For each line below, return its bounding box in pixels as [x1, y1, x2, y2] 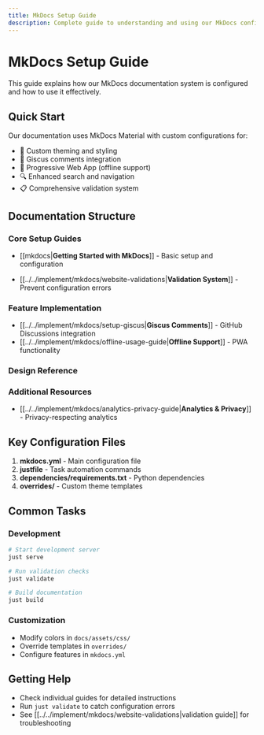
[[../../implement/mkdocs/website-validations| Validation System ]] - [19, 274, 239, 284]
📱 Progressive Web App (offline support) [19, 163, 152, 173]
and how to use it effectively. [8, 87, 102, 97]
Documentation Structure [8, 210, 136, 223]
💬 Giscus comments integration [19, 154, 122, 164]
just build [8, 596, 44, 604]
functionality [19, 346, 60, 355]
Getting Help [8, 672, 71, 685]
